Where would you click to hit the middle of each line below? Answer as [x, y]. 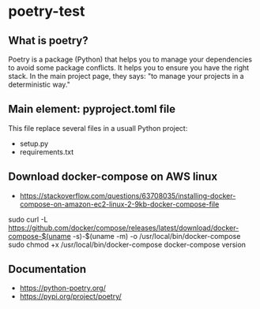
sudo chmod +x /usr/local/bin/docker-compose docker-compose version [127, 244]
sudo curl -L [28, 219]
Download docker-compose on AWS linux [113, 177]
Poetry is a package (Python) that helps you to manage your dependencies [130, 59]
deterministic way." [40, 84]
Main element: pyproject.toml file [92, 109]
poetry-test [47, 11]
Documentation [47, 269]
